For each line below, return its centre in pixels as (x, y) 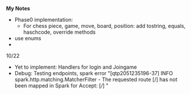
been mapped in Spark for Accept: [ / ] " (62, 86)
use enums (28, 38)
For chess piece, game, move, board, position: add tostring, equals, (104, 26)
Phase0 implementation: (44, 20)
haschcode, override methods (59, 32)
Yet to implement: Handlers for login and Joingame (76, 67)
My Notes (18, 8)
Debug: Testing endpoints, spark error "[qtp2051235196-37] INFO (94, 73)
